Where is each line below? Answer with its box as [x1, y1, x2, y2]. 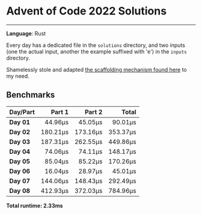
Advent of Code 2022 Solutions [6, 4, 167, 18]
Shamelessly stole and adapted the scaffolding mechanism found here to [6, 66, 188, 73]
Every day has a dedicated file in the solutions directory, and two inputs [6, 41, 185, 49]
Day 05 [9, 157, 31, 165]
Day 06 [9, 167, 31, 175]
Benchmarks [6, 90, 55, 100]
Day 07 [9, 177, 31, 185]
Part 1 [50, 107, 69, 116]
